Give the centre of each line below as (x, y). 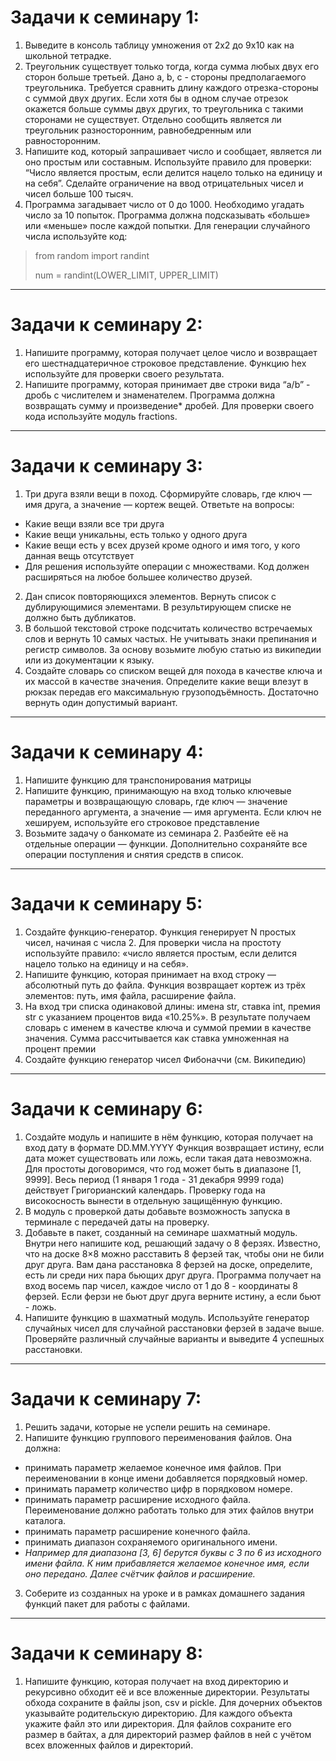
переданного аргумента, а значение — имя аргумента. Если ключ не (173, 812)
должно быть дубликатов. (80, 617)
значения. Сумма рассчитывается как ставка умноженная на (157, 1038)
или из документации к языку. (89, 660)
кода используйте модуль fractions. (101, 416)
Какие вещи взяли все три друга (94, 523)
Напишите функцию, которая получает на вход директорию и (156, 1681)
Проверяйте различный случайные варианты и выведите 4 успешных (174, 1338)
